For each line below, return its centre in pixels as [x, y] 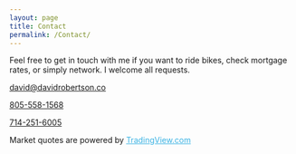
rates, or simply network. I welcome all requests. [100, 70]
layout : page [34, 18]
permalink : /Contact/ [50, 34]
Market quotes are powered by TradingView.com [100, 140]
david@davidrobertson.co [58, 88]
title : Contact [38, 26]
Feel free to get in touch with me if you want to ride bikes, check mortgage [148, 61]
